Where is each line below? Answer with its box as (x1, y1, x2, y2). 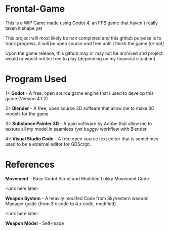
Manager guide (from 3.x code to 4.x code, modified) (5, 201, 116, 207)
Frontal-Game (5, 3, 65, 15)
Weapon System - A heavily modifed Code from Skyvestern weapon (5, 195, 149, 201)
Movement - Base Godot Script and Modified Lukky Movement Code (5, 175, 149, 181)
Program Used (5, 73, 67, 85)
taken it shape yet (5, 25, 43, 31)
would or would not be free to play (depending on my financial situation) (5, 55, 156, 61)
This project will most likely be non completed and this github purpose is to (5, 35, 162, 41)
